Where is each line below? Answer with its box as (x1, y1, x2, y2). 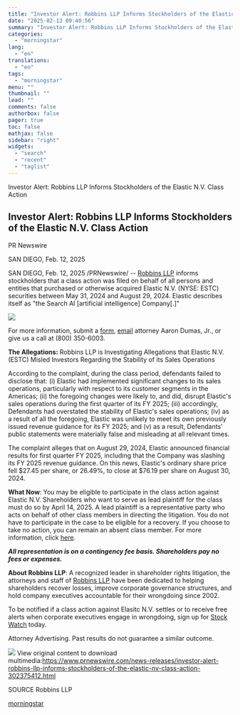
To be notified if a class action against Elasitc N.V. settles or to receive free (8, 604, 228, 614)
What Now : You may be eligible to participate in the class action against (8, 487, 219, 496)
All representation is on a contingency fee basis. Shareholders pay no (8, 547, 219, 555)
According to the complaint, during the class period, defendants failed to (8, 369, 221, 377)
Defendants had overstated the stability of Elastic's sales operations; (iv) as (8, 407, 230, 415)
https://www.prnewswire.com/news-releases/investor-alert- (42, 656, 219, 664)
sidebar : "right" (8, 136, 60, 143)
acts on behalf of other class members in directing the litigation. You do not (8, 510, 229, 519)
